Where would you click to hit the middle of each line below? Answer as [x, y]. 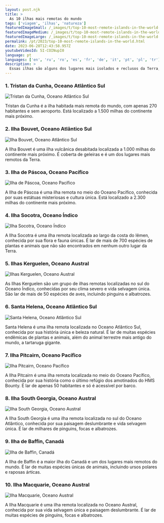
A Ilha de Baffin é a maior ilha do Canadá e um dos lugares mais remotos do [81, 461]
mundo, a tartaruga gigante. [33, 342]
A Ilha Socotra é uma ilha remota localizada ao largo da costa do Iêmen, [77, 236]
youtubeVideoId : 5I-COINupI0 [35, 50]
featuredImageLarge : [26, 37]
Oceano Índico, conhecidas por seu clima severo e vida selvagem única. [78, 289]
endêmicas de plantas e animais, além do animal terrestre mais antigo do [78, 337]
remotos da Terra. [23, 159]
